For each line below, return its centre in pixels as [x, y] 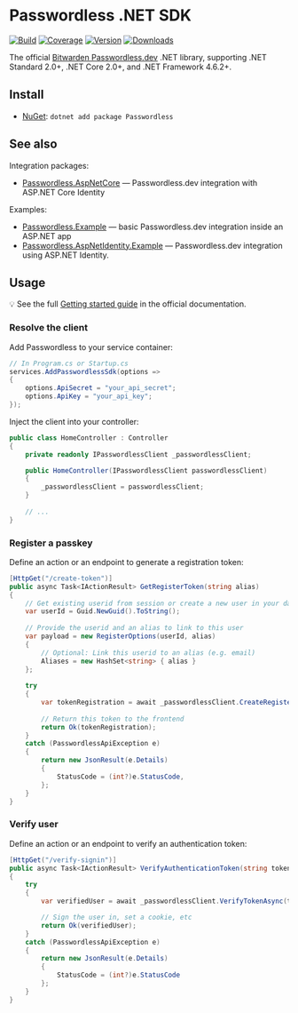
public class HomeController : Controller [89, 438]
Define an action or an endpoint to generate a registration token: [126, 562]
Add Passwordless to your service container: [91, 347]
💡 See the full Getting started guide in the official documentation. [128, 304]
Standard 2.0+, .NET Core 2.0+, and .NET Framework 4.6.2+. [121, 67]
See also [33, 144]
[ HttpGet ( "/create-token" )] [61, 578]
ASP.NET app [47, 235]
